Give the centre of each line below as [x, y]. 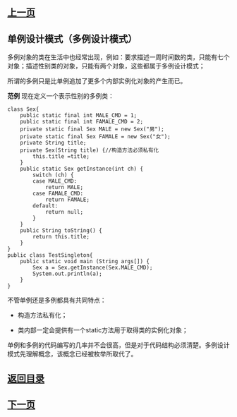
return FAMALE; [67, 200]
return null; [64, 212]
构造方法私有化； [42, 315]
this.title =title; [61, 157]
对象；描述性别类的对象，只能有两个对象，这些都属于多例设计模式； [106, 66]
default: [45, 206]
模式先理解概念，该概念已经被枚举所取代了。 [72, 354]
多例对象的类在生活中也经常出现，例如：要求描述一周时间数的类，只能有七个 [119, 57]
